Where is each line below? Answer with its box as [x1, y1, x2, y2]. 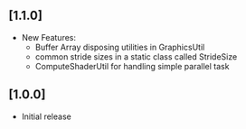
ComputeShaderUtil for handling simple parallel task [34, 60, 230, 71]
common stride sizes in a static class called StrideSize [34, 51, 238, 62]
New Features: [21, 32, 77, 42]
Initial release [21, 111, 71, 122]
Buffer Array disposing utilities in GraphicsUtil [34, 41, 205, 52]
